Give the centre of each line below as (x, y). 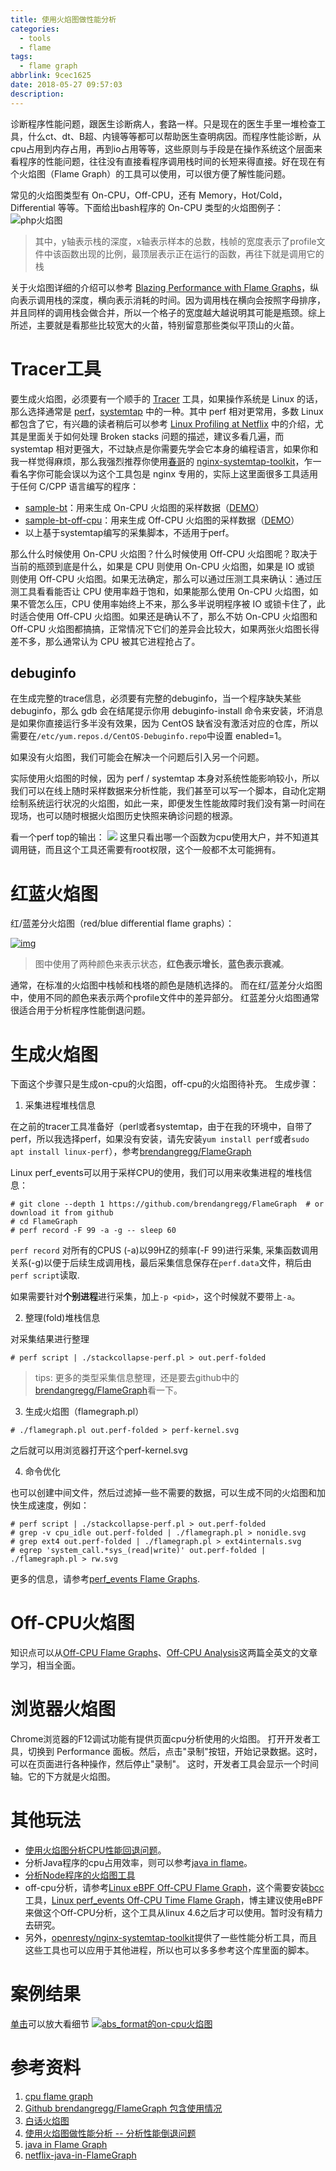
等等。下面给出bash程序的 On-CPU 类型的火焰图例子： (170, 207)
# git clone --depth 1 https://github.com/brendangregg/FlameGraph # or (167, 1204)
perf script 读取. (45, 1275)
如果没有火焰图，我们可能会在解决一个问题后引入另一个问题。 (137, 757)
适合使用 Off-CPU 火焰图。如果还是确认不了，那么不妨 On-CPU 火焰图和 (168, 616)
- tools (35, 38)
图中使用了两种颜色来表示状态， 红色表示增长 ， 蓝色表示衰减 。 (162, 964)
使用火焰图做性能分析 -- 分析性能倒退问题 (110, 2133)
